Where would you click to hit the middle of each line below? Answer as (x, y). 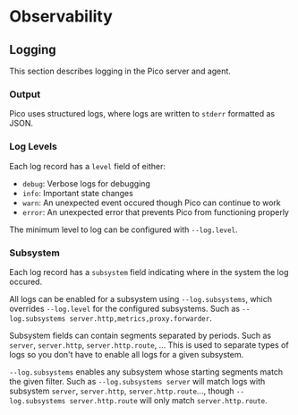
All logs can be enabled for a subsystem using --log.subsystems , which (141, 298)
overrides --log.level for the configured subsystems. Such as (124, 308)
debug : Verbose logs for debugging (86, 183)
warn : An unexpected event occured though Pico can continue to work (152, 203)
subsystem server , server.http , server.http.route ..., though (122, 391)
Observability (61, 17)
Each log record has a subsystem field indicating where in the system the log (149, 272)
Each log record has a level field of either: (87, 166)
